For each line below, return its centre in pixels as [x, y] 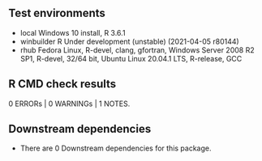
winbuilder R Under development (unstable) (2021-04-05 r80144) [129, 41]
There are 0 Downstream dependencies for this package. [116, 148]
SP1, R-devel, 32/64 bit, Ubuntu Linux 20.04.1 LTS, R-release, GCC [131, 58]
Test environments [57, 13]
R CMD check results [62, 84]
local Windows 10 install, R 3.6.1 [73, 32]
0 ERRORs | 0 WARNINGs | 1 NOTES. [69, 104]
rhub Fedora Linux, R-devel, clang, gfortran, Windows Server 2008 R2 [137, 50]
